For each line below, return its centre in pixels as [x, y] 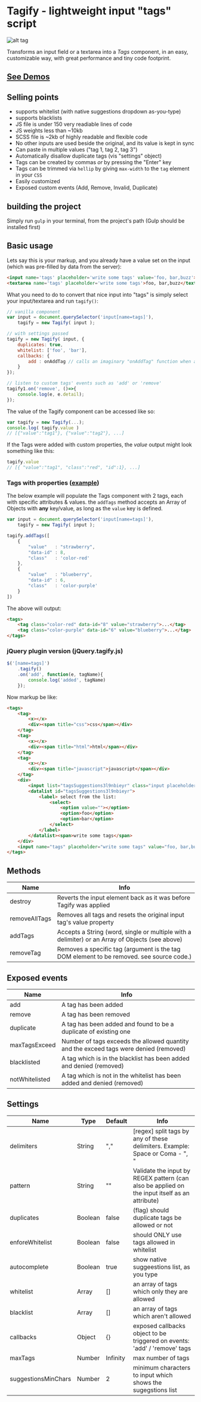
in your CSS [29, 175]
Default [117, 1121]
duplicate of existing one [96, 1031]
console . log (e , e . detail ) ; [51, 394]
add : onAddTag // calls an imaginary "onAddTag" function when [110, 361]
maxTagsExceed [33, 1044]
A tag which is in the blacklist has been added [125, 1058]
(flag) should [151, 1210]
